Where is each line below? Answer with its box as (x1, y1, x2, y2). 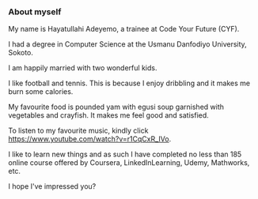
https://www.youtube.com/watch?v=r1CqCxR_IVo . (8, 134, 172, 144)
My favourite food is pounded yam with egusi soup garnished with (8, 102, 224, 112)
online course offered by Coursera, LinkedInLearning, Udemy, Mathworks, (8, 158, 250, 167)
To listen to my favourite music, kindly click (8, 126, 149, 136)
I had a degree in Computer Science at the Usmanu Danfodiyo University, (8, 39, 247, 49)
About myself (8, 6, 62, 17)
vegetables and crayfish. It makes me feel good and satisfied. (8, 111, 210, 120)
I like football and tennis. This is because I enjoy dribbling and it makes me (8, 78, 251, 88)
